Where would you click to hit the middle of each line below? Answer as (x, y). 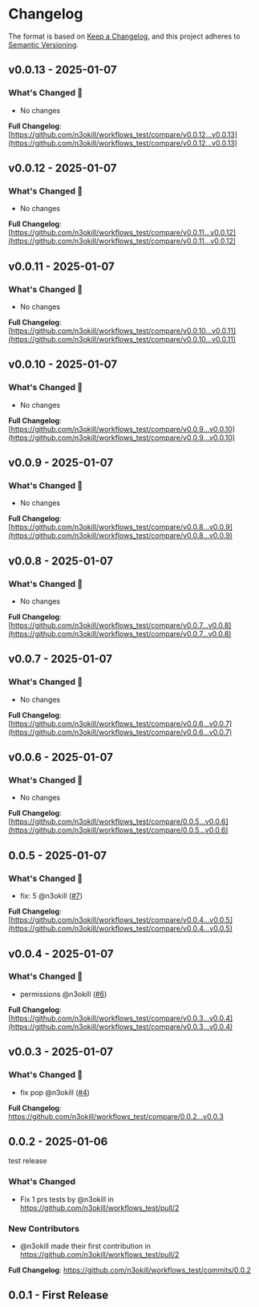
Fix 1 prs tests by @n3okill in (67, 1199)
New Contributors (44, 1228)
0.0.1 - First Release (59, 1295)
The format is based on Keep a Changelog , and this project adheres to (124, 36)
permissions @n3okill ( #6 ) (63, 994)
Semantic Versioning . (43, 44)
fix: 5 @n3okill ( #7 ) (51, 896)
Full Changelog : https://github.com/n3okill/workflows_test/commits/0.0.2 (129, 1270)
